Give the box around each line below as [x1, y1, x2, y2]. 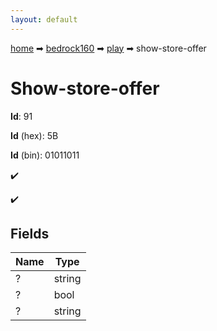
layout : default [10, 14, 78, 25]
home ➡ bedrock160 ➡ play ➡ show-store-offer [10, 42, 207, 54]
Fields [10, 225, 50, 242]
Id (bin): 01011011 [10, 149, 80, 161]
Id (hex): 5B [10, 129, 59, 141]
